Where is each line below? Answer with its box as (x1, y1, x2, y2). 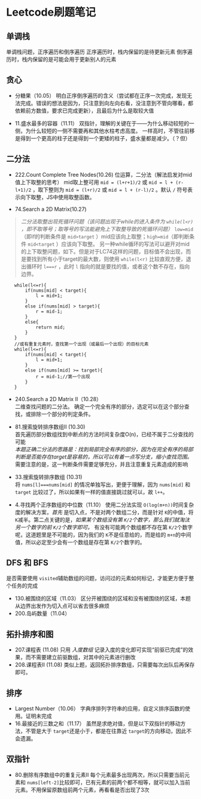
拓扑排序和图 (6, 629, 54, 639)
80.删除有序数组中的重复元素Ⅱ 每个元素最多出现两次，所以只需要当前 (14, 771, 185, 778)
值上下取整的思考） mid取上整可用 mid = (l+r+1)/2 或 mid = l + (14, 178, 173, 186)
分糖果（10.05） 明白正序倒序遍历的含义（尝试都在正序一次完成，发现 (14, 92, 187, 99)
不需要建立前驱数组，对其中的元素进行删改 (31, 654, 136, 661)
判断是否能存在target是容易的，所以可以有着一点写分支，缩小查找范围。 (14, 453, 193, 460)
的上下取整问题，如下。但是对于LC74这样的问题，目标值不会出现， (20, 248, 186, 255)
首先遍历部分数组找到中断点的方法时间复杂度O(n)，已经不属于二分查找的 (14, 430, 194, 438)
